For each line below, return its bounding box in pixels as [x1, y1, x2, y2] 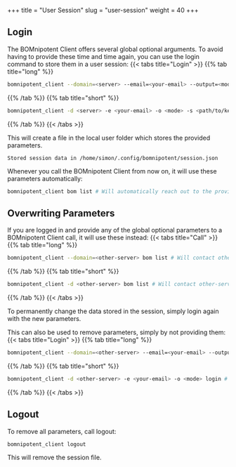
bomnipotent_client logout [7, 440, 86, 448]
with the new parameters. [7, 315, 81, 322]
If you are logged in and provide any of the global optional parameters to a [7, 226, 223, 235]
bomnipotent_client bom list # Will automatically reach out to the [7, 188, 212, 195]
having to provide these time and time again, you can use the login [7, 52, 200, 60]
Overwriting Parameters [7, 207, 115, 219]
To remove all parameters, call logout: [7, 427, 117, 435]
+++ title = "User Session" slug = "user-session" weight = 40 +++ [7, 6, 199, 14]
